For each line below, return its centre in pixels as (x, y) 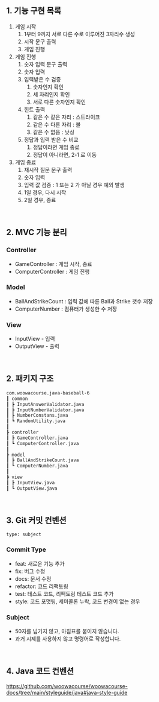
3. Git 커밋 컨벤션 (37, 520)
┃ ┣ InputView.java (31, 482)
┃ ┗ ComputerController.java (43, 443)
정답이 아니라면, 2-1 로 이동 (65, 154)
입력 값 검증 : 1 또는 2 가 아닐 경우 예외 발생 (74, 185)
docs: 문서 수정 (33, 578)
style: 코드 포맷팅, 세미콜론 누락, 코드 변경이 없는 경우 (77, 601)
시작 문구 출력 (40, 42)
